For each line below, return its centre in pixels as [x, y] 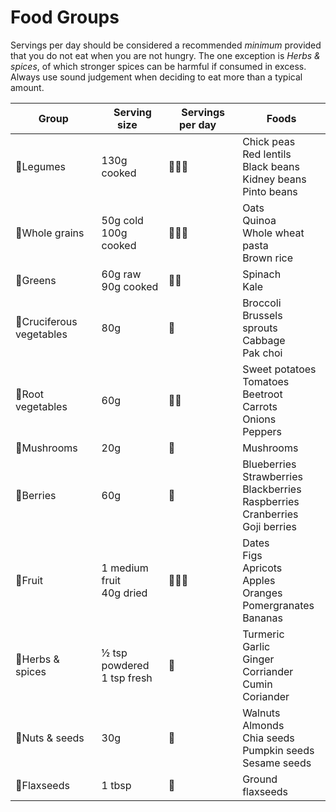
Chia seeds [268, 738]
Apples [259, 580]
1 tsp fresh [127, 678]
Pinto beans [270, 191]
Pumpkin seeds [278, 750]
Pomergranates [278, 605]
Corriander [268, 671]
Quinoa [259, 220]
